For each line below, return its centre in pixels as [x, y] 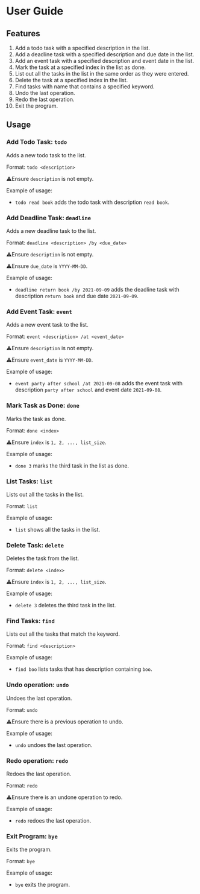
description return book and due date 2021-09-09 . [77, 296]
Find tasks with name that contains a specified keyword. [85, 86]
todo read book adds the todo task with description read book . [92, 202]
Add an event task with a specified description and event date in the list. [105, 61]
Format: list [22, 506]
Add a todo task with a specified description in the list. [83, 48]
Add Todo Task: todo [37, 142]
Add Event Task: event [39, 312]
